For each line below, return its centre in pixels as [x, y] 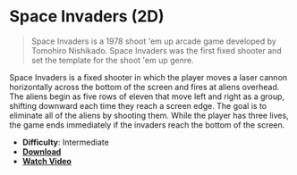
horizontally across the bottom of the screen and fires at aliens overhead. [144, 87]
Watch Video [47, 161]
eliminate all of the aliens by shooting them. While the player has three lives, [149, 115]
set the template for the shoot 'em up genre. [112, 60]
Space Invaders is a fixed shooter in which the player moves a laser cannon [148, 77]
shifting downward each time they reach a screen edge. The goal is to [138, 105]
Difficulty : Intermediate [65, 142]
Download [42, 151]
